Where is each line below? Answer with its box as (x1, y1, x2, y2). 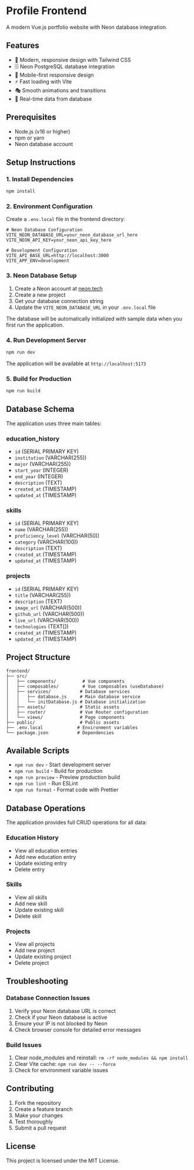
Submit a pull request (14, 1124, 66, 1131)
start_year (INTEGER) (14, 466, 69, 474)
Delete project (14, 959, 49, 966)
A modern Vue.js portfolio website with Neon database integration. (6, 24, 168, 31)
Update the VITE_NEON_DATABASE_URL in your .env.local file (14, 304, 156, 311)
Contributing (6, 1084, 54, 1094)
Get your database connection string (14, 297, 104, 304)
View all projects (14, 941, 55, 948)
